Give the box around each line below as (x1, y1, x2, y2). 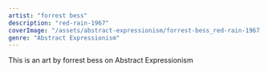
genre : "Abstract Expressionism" (8, 33, 120, 42)
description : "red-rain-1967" (8, 19, 110, 27)
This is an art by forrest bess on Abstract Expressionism (8, 56, 194, 65)
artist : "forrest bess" (8, 11, 88, 20)
